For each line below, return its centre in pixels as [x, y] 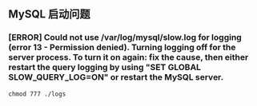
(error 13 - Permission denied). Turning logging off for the [122, 48]
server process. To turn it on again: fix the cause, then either [128, 57]
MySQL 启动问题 [49, 14]
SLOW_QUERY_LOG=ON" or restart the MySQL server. [116, 77]
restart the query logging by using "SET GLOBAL [105, 68]
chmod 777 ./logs [37, 94]
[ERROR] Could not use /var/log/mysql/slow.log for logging [125, 37]
